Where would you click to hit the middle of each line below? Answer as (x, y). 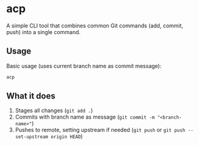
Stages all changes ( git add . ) (54, 111)
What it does (31, 96)
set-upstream (32, 137)
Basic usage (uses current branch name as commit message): (84, 66)
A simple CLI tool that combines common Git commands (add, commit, (95, 26)
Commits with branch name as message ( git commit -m (85, 117)
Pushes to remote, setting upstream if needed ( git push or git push (100, 130)
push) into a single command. (44, 32)
